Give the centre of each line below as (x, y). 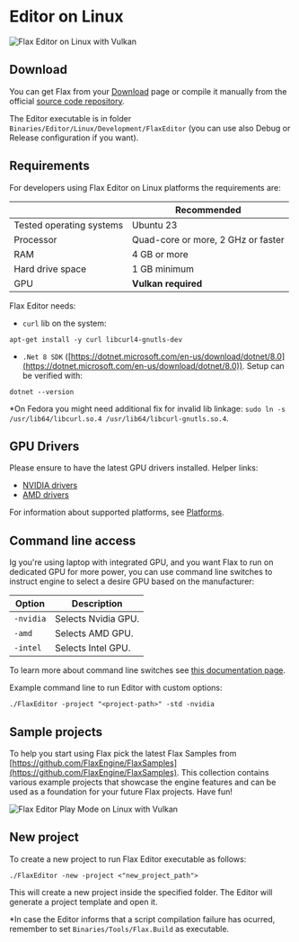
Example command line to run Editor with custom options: (116, 688)
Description (97, 604)
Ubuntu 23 (154, 225)
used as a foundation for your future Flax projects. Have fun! (121, 792)
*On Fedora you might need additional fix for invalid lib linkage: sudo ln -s (147, 408)
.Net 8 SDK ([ (47, 356)
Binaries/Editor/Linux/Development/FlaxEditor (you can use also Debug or (150, 128)
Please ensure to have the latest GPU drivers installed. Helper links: (134, 468)
